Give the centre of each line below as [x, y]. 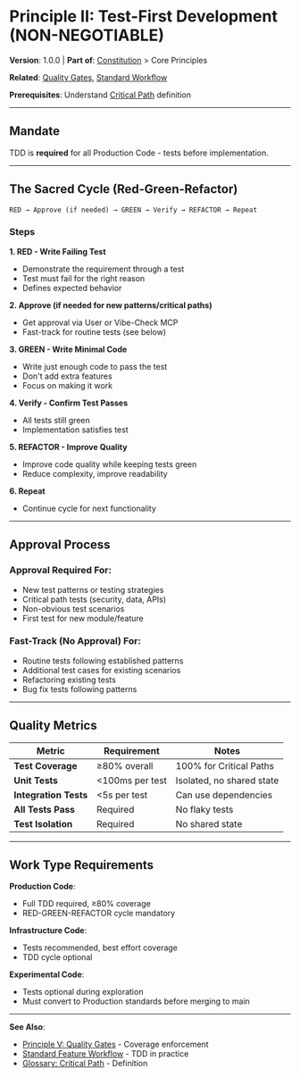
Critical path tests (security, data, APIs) [94, 599]
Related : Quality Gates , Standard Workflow [88, 77]
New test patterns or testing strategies [93, 589]
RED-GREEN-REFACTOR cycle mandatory [99, 914]
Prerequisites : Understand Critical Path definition [100, 95]
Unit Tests [36, 781]
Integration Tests [51, 795]
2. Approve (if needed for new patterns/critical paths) [111, 305]
